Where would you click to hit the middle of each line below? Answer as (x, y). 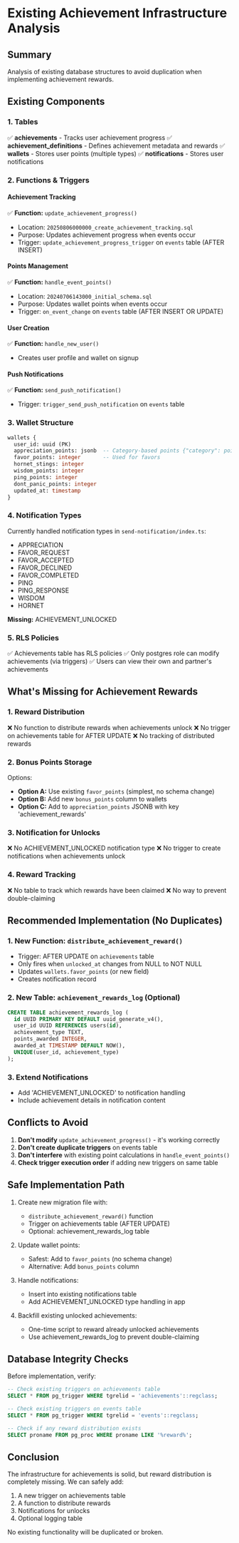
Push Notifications (36, 374)
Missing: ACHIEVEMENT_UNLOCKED (62, 619)
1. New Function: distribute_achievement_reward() (95, 940)
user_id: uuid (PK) (43, 444)
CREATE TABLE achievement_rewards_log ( (68, 1013)
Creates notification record (57, 979)
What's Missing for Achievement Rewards (102, 692)
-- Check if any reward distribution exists (74, 1428)
